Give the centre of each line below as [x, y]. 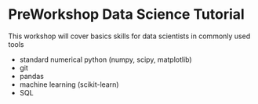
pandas [32, 76]
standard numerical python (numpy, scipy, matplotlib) [105, 59]
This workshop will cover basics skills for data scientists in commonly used [129, 36]
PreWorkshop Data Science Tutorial [126, 14]
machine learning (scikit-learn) [69, 84]
